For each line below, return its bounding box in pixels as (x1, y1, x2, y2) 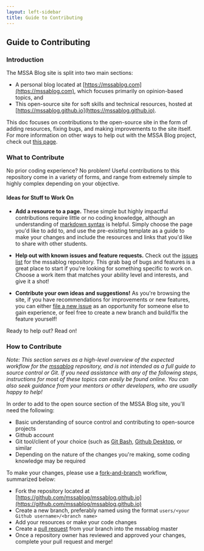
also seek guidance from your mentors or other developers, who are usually (6, 382, 198, 389)
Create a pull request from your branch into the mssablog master (15, 525, 178, 532)
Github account (15, 431, 54, 438)
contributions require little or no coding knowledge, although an (15, 214, 175, 221)
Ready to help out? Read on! (6, 327, 77, 334)
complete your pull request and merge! (15, 538, 113, 545)
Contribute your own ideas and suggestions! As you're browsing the (15, 289, 191, 297)
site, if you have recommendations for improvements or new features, (15, 296, 191, 303)
